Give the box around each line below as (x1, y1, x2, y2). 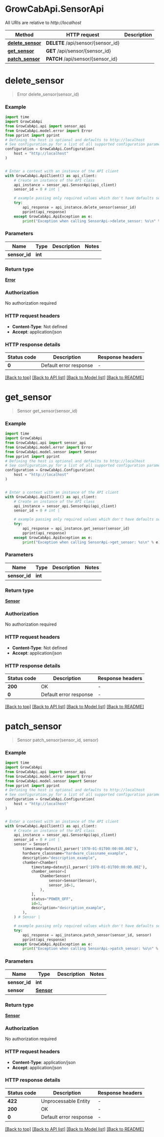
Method (15, 31, 34, 38)
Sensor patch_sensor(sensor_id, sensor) (17, 737, 99, 743)
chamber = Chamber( (22, 860, 58, 865)
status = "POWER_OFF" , (31, 896, 73, 901)
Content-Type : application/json (12, 1059, 76, 1065)
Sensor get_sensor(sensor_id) (17, 408, 78, 413)
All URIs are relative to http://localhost (5, 20, 82, 25)
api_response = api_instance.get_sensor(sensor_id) (22, 526, 130, 531)
